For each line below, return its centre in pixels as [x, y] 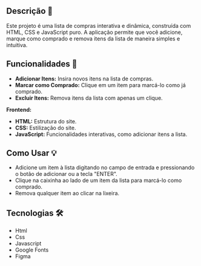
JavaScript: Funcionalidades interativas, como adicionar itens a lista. [101, 134]
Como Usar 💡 [31, 153]
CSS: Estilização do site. [45, 128]
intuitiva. [17, 45]
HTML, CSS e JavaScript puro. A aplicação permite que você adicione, [94, 32]
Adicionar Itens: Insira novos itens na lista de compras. [84, 79]
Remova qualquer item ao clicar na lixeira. [67, 193]
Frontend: [19, 109]
